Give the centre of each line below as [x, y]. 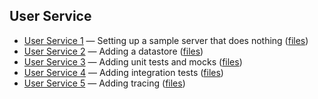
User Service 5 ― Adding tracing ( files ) [104, 83]
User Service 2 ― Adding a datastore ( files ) [113, 51]
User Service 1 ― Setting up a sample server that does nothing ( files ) [166, 40]
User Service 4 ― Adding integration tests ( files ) [123, 72]
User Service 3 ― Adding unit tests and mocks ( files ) [133, 61]
